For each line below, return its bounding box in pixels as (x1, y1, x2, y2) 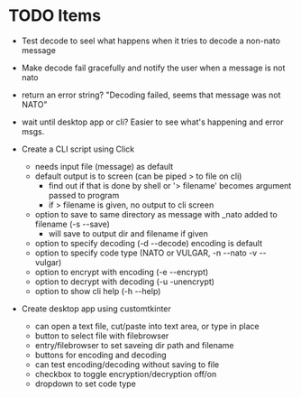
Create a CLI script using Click (21, 143, 135, 154)
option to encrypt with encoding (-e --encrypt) (34, 266, 209, 277)
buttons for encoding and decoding (34, 349, 168, 360)
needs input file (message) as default (34, 161, 174, 171)
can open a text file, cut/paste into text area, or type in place (34, 320, 260, 331)
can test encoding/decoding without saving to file (34, 358, 220, 370)
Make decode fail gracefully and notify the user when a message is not (21, 62, 286, 73)
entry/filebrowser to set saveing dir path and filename (34, 339, 235, 350)
